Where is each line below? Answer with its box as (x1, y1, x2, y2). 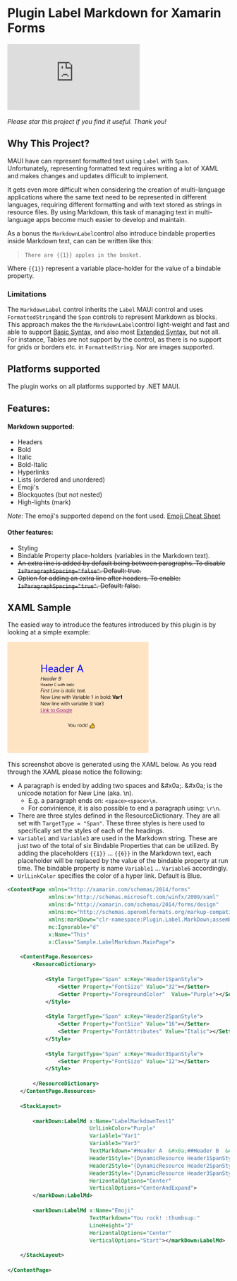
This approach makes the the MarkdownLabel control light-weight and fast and (7, 320, 230, 329)
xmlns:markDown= (48, 916, 97, 923)
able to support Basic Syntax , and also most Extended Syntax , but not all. (7, 328, 221, 337)
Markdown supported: (7, 422, 75, 431)
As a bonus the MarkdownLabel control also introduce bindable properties (7, 228, 216, 238)
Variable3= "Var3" (89, 1140, 140, 1147)
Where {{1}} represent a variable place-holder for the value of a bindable (7, 264, 221, 272)
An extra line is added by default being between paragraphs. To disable (17, 559, 226, 567)
